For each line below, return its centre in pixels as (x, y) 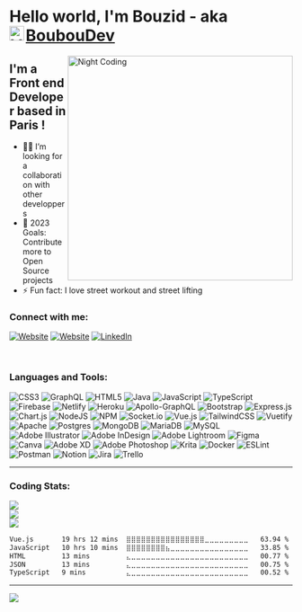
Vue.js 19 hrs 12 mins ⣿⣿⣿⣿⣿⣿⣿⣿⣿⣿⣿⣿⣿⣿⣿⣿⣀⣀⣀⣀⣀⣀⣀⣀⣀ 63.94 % (149, 539)
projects (38, 280)
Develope (37, 97)
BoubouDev (70, 35)
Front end (37, 83)
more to (37, 252)
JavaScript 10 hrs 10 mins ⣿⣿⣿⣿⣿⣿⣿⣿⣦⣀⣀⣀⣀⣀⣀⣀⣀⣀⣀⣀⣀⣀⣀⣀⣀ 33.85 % (149, 547)
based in (41, 111)
